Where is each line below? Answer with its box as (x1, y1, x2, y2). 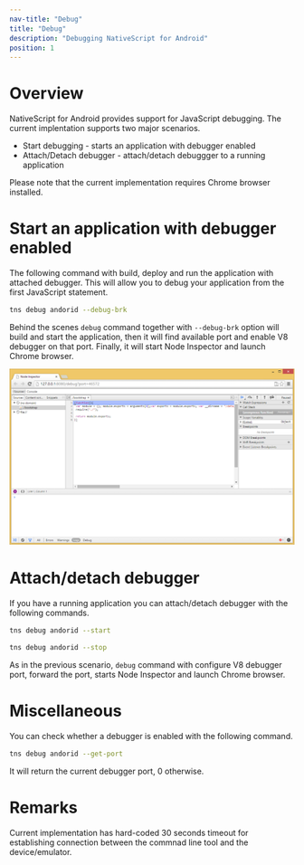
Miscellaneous (9, 701, 122, 721)
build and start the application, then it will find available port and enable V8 (9, 331, 289, 342)
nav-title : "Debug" (9, 14, 83, 24)
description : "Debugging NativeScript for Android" (9, 33, 208, 43)
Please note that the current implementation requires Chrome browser (9, 177, 271, 188)
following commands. (9, 607, 90, 618)
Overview (9, 83, 84, 104)
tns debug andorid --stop (9, 643, 107, 652)
